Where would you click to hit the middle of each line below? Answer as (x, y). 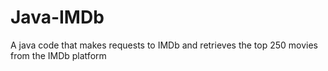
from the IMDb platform (58, 55)
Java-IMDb (57, 17)
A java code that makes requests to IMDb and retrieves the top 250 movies (164, 45)
